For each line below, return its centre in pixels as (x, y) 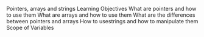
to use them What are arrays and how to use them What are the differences (101, 15)
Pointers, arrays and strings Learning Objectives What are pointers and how (101, 9)
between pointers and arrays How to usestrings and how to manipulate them (102, 21)
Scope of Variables (30, 27)
